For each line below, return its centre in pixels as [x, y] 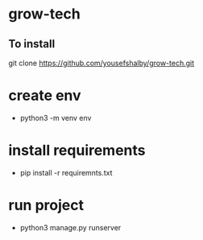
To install [32, 44]
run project [46, 205]
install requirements [77, 151]
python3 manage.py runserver [70, 227]
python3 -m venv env [56, 118]
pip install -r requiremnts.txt [66, 172]
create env [45, 95]
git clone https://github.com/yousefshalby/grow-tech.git [101, 63]
